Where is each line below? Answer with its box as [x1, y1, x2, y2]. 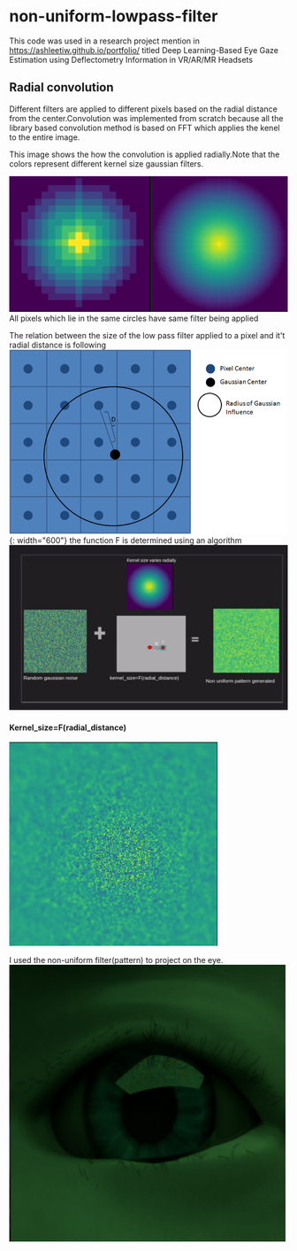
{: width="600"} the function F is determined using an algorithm [9, 534, 242, 546]
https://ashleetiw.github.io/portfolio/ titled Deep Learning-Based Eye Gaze [9, 44, 279, 55]
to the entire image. [9, 131, 80, 143]
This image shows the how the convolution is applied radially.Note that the [9, 149, 280, 159]
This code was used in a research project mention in [9, 35, 201, 46]
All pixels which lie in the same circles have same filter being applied [9, 313, 259, 324]
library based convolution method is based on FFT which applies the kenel [9, 122, 280, 133]
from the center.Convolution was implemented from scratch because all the [9, 113, 284, 123]
